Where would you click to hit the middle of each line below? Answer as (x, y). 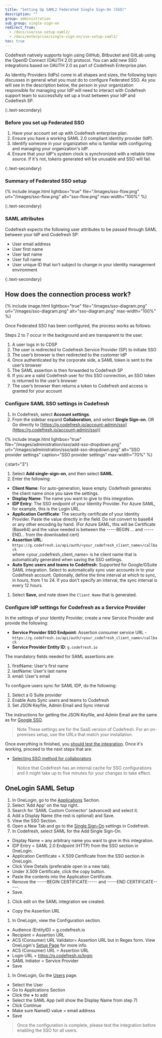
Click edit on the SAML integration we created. (59, 901)
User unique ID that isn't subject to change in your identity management (84, 264)
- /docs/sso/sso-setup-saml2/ (40, 32)
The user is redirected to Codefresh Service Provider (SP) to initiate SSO (84, 350)
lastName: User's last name (39, 671)
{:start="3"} (17, 464)
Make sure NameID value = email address (53, 1010)
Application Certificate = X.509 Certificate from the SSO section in (78, 856)
